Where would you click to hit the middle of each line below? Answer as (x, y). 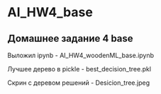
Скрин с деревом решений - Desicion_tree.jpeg (79, 83)
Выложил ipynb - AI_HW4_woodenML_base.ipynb (81, 55)
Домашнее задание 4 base (70, 39)
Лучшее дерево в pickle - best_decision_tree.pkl (79, 69)
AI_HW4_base (50, 12)
